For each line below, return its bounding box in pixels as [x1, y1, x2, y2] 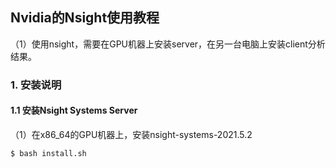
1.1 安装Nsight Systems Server [10, 104, 138, 117]
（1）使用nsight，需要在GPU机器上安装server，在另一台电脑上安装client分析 [10, 38, 326, 50]
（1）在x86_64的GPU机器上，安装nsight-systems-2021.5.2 [10, 128, 253, 140]
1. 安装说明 [10, 78, 62, 92]
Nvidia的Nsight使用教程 [10, 9, 160, 27]
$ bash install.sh [10, 148, 87, 158]
